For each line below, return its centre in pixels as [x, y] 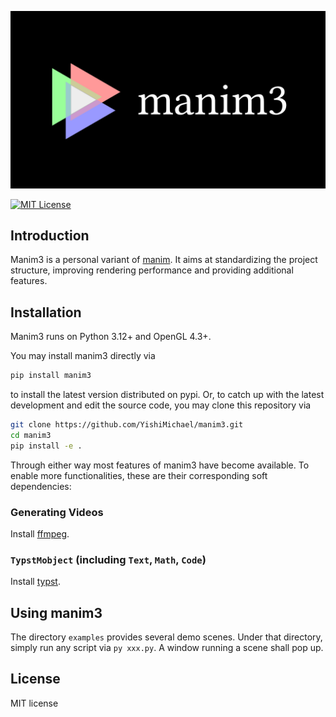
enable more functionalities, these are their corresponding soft [139, 475]
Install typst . [35, 582]
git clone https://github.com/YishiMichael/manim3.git [127, 425]
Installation [46, 312]
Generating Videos [57, 512]
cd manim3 [31, 435]
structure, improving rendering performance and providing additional [152, 270]
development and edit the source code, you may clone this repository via [161, 405]
